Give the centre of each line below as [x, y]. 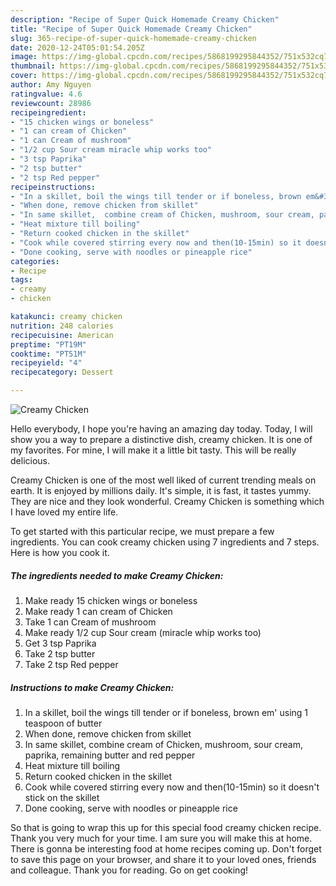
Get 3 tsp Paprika [60, 643]
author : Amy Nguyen [51, 85]
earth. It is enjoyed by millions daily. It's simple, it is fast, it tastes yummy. [161, 490]
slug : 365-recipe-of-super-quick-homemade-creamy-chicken [133, 38]
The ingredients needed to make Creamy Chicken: [117, 575]
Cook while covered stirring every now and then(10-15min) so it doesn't [172, 787]
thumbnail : [33, 66]
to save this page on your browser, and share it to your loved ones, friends [163, 859]
